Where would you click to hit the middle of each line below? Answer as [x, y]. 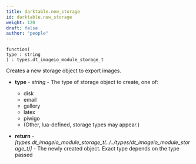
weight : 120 [21, 22]
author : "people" [27, 34]
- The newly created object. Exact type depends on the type [106, 149]
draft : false [22, 28]
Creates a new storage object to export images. [64, 71]
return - [24, 136]
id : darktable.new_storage [39, 17]
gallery [32, 106]
